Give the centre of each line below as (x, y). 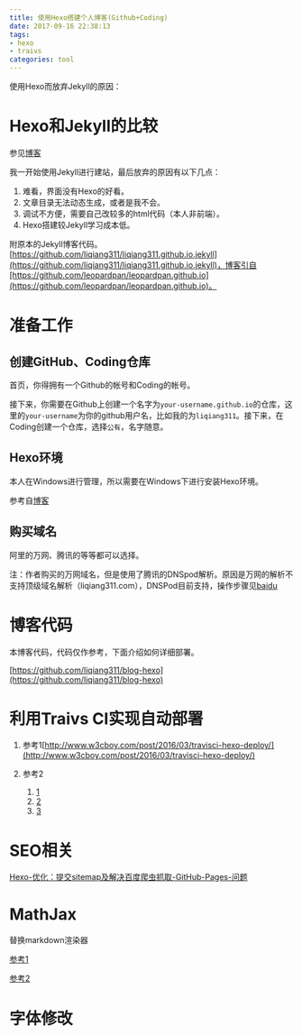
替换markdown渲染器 (49, 940)
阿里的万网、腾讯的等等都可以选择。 (77, 554)
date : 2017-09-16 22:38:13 (60, 26)
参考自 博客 (29, 500)
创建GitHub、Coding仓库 (80, 362)
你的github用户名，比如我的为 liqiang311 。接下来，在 (184, 415)
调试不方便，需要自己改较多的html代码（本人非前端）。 (124, 214)
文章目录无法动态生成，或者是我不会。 (93, 202)
